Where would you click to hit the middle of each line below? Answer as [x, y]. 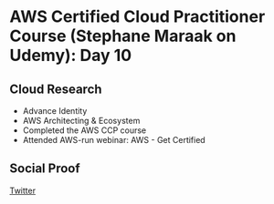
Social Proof [45, 169]
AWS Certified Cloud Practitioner [137, 17]
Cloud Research [56, 89]
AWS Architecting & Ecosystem [81, 121]
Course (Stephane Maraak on [123, 36]
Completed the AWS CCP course [84, 130]
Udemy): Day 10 [71, 56]
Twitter [23, 190]
